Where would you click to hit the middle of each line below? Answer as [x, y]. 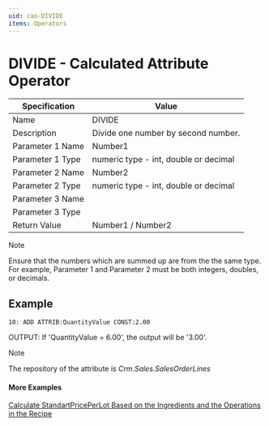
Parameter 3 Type [47, 212]
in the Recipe [30, 414]
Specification [48, 106]
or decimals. [29, 278]
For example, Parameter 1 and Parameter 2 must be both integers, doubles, [134, 270]
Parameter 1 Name [49, 147]
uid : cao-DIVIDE [36, 16]
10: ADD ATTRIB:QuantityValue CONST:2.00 [79, 322]
